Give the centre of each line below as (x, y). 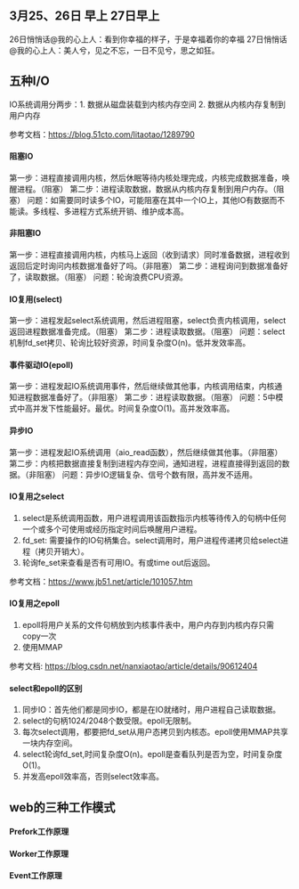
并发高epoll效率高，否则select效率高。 (93, 777)
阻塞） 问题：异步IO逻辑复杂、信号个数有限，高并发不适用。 (147, 474)
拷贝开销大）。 (63, 551)
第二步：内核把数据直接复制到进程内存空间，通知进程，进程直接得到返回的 (145, 463)
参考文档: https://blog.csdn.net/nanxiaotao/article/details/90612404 (133, 666)
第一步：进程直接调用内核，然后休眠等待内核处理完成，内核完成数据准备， (145, 177)
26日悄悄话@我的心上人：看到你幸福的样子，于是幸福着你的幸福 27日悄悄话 (148, 39)
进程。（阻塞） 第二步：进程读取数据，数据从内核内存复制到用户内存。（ (146, 189)
